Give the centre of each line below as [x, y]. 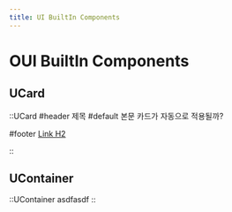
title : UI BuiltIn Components [65, 17]
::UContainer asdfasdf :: [52, 200]
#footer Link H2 [37, 133]
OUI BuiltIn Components [99, 61]
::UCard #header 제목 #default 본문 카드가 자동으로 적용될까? [116, 116]
